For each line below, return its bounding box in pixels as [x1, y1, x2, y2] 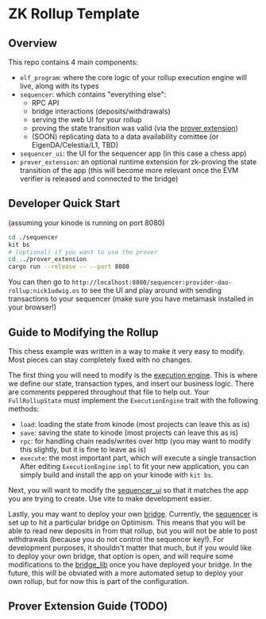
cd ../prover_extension [8, 256, 87, 263]
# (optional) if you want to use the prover [8, 248, 158, 256]
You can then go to [8, 277, 71, 286]
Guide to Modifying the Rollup [8, 325, 159, 339]
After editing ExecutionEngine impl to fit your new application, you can [19, 462, 249, 471]
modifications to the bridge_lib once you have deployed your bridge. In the [8, 560, 253, 569]
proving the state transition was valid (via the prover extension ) [31, 124, 238, 133]
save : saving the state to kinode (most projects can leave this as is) [19, 428, 238, 437]
